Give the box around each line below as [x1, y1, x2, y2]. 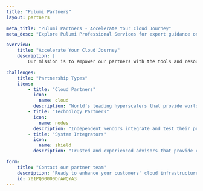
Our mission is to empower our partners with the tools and [28, 58, 182, 64]
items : [17, 81, 34, 87]
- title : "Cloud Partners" [28, 86, 96, 92]
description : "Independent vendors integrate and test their [33, 125, 190, 131]
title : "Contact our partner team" [17, 164, 107, 171]
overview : [6, 42, 31, 48]
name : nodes [38, 120, 69, 126]
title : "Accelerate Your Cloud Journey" [17, 48, 120, 54]
